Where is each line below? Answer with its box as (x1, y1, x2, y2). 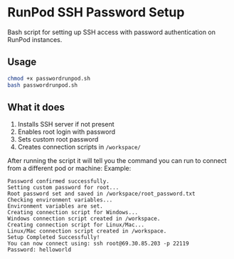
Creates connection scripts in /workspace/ (17, 143, 141, 152)
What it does (7, 101, 65, 113)
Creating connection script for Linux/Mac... (7, 221, 144, 228)
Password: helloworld (7, 246, 72, 253)
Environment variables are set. (7, 203, 103, 210)
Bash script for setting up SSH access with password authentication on (7, 28, 216, 36)
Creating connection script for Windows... (7, 209, 139, 216)
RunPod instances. (7, 35, 63, 43)
